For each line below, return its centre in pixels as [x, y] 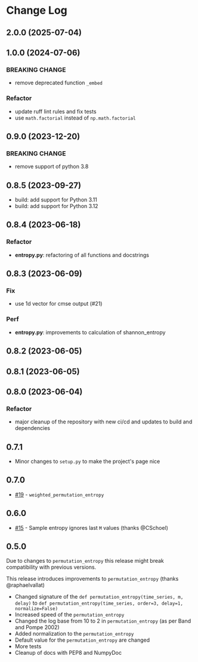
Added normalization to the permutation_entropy [74, 634]
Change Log [37, 10]
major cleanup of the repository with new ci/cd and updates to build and [103, 422]
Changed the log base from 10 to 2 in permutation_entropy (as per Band [103, 621]
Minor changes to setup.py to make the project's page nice [87, 462]
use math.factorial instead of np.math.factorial [75, 118]
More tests [28, 646]
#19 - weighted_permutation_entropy [59, 495]
